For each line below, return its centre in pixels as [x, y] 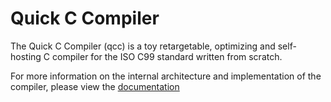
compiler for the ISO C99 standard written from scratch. [167, 56]
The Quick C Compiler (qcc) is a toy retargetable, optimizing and [143, 46]
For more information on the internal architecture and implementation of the [166, 76]
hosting [26, 56]
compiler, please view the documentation [95, 86]
